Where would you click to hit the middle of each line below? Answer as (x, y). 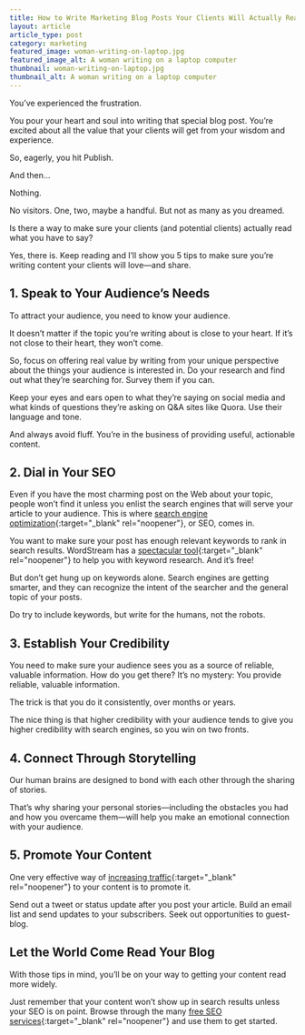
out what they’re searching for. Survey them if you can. (112, 379)
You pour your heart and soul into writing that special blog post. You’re (142, 120)
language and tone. (45, 417)
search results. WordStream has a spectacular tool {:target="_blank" (136, 550)
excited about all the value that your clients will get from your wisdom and (148, 130)
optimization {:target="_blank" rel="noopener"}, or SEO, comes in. (132, 523)
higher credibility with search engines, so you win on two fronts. (129, 729)
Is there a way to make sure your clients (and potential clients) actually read (151, 227)
